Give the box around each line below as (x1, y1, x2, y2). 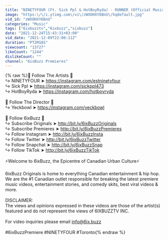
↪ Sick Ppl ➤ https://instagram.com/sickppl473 (5, 83, 104, 89)
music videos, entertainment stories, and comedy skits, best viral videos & (5, 181, 158, 187)
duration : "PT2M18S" (5, 40, 48, 45)
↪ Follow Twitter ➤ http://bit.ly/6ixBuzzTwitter (5, 137, 101, 143)
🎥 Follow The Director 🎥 (5, 99, 54, 105)
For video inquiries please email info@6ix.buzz (5, 219, 101, 225)
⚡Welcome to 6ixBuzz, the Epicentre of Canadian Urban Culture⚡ (5, 158, 140, 164)
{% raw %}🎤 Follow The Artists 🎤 (5, 72, 73, 78)
